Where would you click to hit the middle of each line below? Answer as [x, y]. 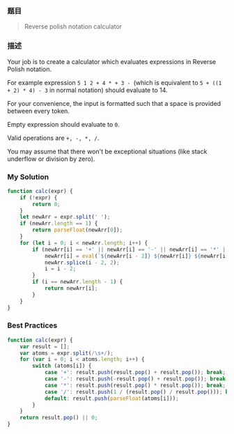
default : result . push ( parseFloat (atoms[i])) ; [111, 398]
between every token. [38, 111]
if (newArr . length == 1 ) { [59, 224]
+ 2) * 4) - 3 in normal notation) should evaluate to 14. [88, 90]
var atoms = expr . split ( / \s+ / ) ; [67, 353]
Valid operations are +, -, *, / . [53, 138]
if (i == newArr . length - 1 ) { [78, 282]
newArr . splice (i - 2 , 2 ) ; [82, 263]
